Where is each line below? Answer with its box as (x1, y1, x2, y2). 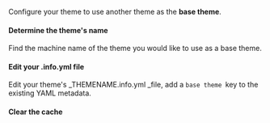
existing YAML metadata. (8, 88, 91, 98)
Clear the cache (8, 107, 63, 117)
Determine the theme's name (8, 25, 108, 35)
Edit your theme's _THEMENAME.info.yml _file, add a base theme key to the (8, 80, 259, 90)
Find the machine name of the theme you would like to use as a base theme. (8, 44, 263, 53)
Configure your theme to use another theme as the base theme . (8, 7, 222, 16)
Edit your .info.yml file (8, 61, 85, 71)
